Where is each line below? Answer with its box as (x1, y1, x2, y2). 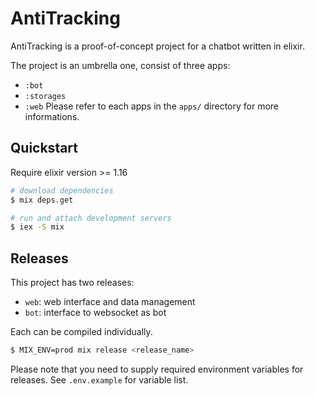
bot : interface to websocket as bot (24, 307, 167, 319)
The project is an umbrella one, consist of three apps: (10, 59, 231, 71)
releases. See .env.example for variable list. (10, 373, 189, 386)
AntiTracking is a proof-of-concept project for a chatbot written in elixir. (10, 40, 305, 52)
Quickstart (10, 140, 79, 157)
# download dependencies (10, 185, 114, 196)
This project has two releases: (10, 277, 135, 289)
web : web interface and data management (24, 296, 196, 308)
